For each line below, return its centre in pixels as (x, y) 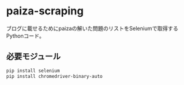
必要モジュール (33, 57)
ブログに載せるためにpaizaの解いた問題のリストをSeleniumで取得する (92, 28)
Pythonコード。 (25, 36)
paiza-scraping (45, 11)
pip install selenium (33, 71)
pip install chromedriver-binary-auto (54, 76)
